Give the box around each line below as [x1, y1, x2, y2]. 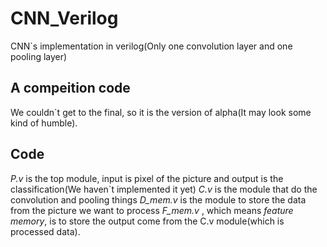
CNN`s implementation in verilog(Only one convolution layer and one [10, 40, 293, 52]
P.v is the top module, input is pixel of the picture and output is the [10, 172, 284, 184]
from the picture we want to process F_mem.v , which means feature [10, 204, 294, 216]
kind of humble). [10, 117, 78, 129]
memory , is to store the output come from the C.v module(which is [10, 215, 285, 227]
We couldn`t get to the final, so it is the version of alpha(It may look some [10, 106, 312, 118]
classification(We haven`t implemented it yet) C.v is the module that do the [10, 183, 318, 195]
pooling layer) [10, 50, 68, 62]
